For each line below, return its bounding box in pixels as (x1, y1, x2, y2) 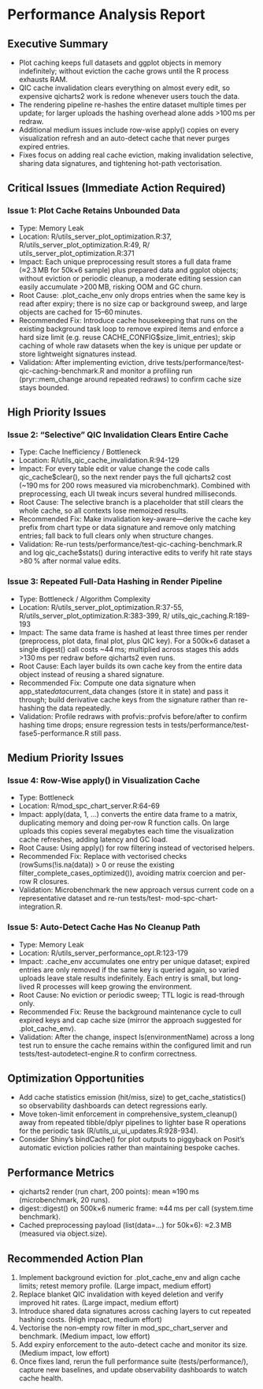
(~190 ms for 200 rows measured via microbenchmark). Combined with (18, 480, 251, 491)
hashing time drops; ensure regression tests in (18, 720, 170, 729)
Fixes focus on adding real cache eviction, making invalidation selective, (18, 150, 254, 160)
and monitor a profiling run (106, 366, 193, 375)
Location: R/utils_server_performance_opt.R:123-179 (18, 948, 189, 958)
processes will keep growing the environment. (42, 981, 192, 991)
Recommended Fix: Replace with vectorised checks (18, 852, 187, 861)
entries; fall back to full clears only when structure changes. (18, 531, 214, 540)
